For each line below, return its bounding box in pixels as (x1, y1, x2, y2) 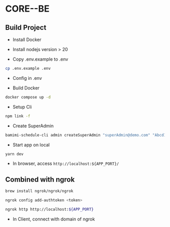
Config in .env (12, 75, 42, 81)
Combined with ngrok (5, 175, 75, 184)
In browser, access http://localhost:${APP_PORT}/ (12, 160, 119, 167)
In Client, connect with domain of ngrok (12, 216, 95, 222)
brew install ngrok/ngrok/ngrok (5, 189, 73, 194)
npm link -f (5, 113, 30, 119)
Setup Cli (12, 104, 32, 110)
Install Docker (12, 36, 41, 42)
